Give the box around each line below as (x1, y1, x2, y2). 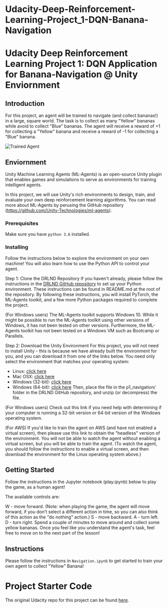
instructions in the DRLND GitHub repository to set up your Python (5, 281, 141, 287)
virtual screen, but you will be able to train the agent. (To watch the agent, (5, 441, 157, 447)
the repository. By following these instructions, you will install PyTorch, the (5, 291, 158, 297)
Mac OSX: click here (12, 373, 55, 379)
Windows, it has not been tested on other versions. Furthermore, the (5, 322, 146, 328)
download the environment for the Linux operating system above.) (5, 451, 141, 457)
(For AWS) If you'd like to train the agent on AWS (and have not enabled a (5, 425, 156, 431)
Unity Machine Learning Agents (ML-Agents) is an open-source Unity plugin (5, 171, 162, 177)
